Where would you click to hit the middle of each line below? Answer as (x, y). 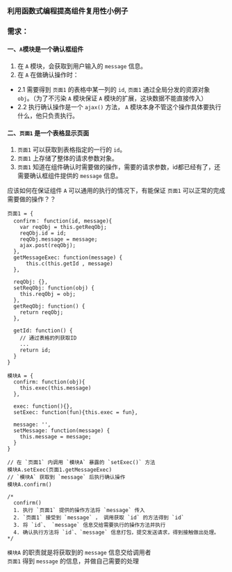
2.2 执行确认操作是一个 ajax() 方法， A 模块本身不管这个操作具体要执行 (119, 107)
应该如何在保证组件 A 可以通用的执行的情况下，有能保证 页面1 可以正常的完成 (116, 191)
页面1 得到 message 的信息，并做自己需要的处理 (73, 561)
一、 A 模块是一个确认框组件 (45, 49)
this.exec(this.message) (56, 388)
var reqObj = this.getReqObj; (64, 228)
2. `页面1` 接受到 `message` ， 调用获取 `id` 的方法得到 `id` (99, 518)
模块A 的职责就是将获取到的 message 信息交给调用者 (79, 553)
